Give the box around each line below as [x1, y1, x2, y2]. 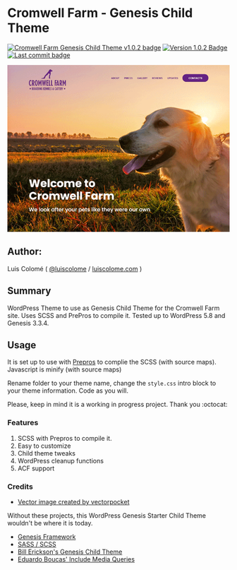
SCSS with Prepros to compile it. [17, 434, 112, 442]
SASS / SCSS [17, 540, 56, 548]
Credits [7, 482, 33, 492]
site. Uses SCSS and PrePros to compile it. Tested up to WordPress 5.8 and [7, 311, 226, 319]
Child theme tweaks [17, 449, 76, 457]
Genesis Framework [17, 532, 76, 541]
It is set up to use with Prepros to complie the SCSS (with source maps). [7, 358, 217, 367]
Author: [7, 246, 42, 258]
